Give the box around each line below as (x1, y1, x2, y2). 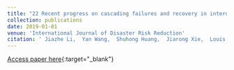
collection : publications (7, 17, 82, 24)
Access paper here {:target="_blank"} (7, 55, 114, 63)
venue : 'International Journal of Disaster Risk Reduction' (7, 29, 186, 37)
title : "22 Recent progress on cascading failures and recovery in (7, 10, 208, 17)
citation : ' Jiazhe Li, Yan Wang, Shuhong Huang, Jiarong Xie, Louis (7, 36, 226, 43)
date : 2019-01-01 (7, 23, 58, 30)
